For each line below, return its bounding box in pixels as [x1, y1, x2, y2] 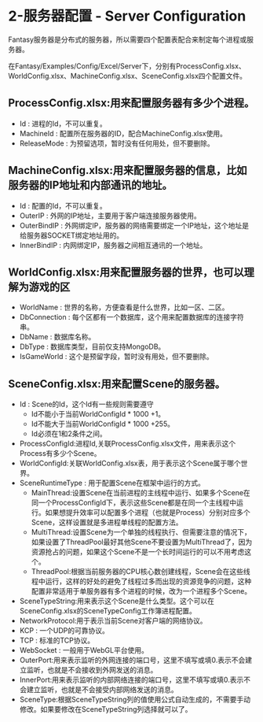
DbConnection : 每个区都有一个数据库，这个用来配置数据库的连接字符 [19, 313, 245, 322]
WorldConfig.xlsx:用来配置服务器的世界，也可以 [8, 265, 245, 279]
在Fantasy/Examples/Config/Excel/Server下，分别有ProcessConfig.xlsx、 [8, 61, 246, 71]
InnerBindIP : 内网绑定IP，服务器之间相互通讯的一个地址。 [19, 240, 207, 250]
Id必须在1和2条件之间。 [31, 429, 108, 439]
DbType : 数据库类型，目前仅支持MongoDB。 [19, 342, 166, 351]
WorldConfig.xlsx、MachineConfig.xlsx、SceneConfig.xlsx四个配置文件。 [8, 71, 247, 80]
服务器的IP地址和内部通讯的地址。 [8, 179, 173, 192]
